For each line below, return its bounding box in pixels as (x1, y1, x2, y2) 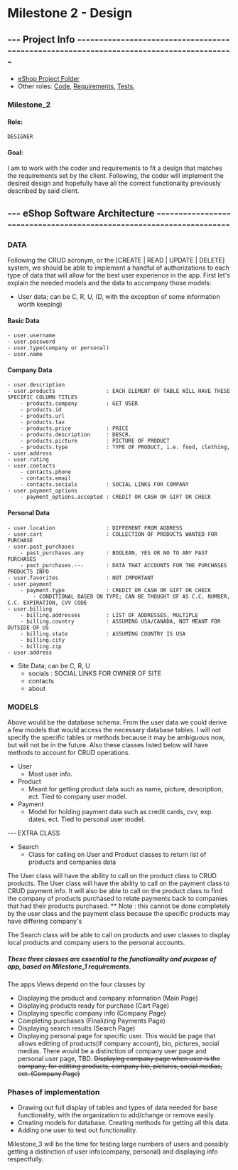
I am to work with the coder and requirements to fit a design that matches (7, 164, 222, 172)
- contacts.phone (20, 468, 72, 476)
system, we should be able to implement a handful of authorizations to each (7, 263, 229, 272)
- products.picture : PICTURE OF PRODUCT (20, 438, 171, 445)
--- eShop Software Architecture (7, 207, 155, 219)
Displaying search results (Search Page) (17, 1023, 136, 1033)
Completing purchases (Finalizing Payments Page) (17, 1016, 166, 1025)
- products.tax (20, 418, 65, 426)
